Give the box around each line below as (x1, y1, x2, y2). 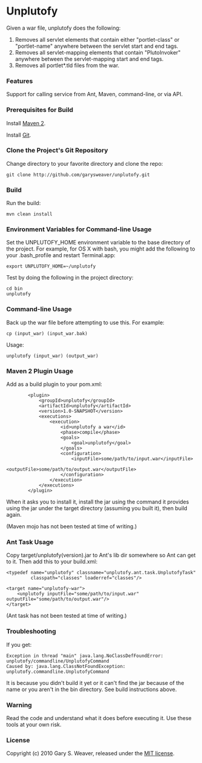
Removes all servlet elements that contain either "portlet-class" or (15, 36, 180, 43)
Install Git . (6, 131, 31, 139)
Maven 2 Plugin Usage (6, 367, 74, 375)
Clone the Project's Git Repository (6, 146, 108, 155)
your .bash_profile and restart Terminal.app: (6, 252, 116, 259)
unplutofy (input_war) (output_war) (6, 353, 99, 359)
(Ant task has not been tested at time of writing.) (6, 612, 127, 620)
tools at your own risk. (6, 721, 62, 728)
